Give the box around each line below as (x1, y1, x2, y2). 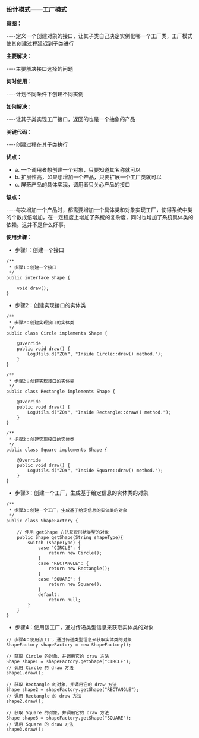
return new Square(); (48, 581, 102, 588)
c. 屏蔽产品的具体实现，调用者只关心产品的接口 (14, 181, 131, 188)
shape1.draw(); (6, 670, 44, 676)
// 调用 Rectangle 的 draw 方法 (6, 693, 82, 699)
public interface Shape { (6, 275, 70, 281)
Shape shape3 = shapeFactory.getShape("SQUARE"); (6, 715, 132, 721)
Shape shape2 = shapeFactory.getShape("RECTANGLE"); (6, 687, 140, 693)
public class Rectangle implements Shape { (6, 389, 116, 395)
